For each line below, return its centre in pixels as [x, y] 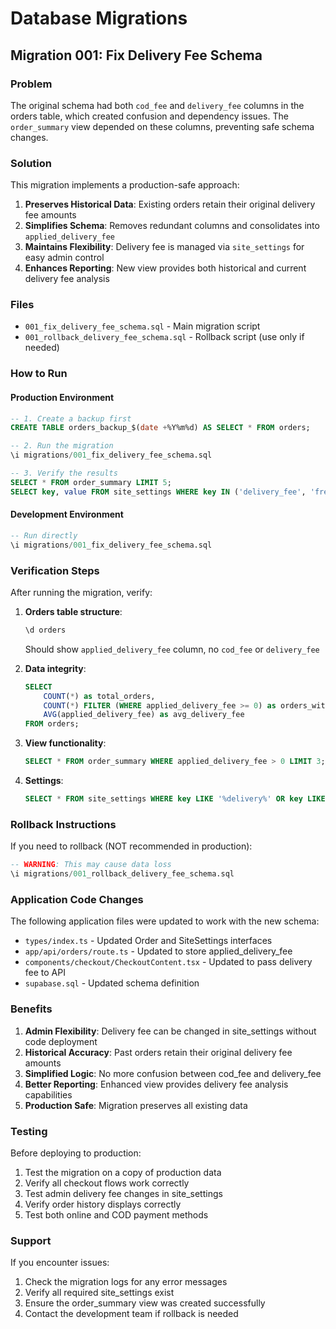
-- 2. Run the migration [62, 446]
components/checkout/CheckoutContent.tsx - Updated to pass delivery [168, 962]
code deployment [61, 1041]
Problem [31, 84]
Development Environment [67, 514]
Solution [31, 163]
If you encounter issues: [60, 1263]
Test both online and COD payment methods [116, 1214]
